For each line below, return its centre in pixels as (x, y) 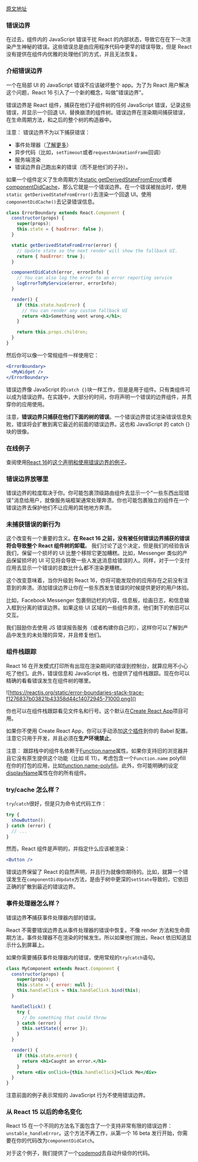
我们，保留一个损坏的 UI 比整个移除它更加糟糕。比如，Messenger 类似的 (94, 553)
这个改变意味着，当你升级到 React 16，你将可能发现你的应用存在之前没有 (95, 580)
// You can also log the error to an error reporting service (95, 278)
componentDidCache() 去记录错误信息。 (52, 201)
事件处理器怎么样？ (33, 903)
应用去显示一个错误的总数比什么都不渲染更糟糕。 (65, 568)
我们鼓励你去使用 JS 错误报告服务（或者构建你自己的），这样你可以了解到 (95, 628)
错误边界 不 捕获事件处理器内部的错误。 (52, 918)
